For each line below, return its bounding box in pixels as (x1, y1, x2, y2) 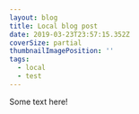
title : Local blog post (9, 22, 99, 31)
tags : (9, 55, 30, 64)
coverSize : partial (9, 38, 83, 48)
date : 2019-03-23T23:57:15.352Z (9, 30, 130, 39)
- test (17, 72, 42, 81)
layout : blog (9, 13, 58, 22)
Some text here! (9, 96, 69, 107)
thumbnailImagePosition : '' (9, 47, 115, 56)
